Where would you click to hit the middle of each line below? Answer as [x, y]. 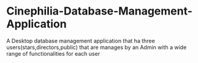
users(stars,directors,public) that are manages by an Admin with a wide [97, 47]
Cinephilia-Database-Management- [100, 11]
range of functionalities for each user [53, 53]
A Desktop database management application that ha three [81, 41]
